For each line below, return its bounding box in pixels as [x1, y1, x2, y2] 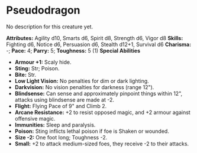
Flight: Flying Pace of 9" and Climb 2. [14, 102, 107, 109]
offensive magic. [14, 115, 56, 122]
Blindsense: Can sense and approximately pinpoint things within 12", [14, 90, 183, 97]
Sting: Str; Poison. [14, 64, 60, 71]
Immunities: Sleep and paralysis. [14, 121, 96, 128]
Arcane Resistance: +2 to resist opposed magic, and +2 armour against [14, 109, 190, 116]
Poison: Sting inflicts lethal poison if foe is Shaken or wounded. [14, 128, 170, 135]
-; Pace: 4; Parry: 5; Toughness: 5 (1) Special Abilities [6, 47, 141, 54]
